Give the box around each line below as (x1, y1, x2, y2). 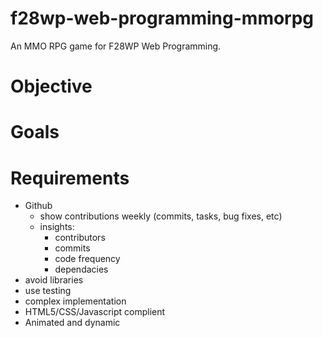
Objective (10, 75, 93, 98)
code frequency (54, 253, 121, 265)
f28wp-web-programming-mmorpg (10, 7, 315, 30)
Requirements (10, 167, 130, 189)
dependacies (54, 263, 109, 276)
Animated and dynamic (24, 317, 121, 329)
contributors (54, 232, 106, 244)
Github (24, 200, 53, 212)
